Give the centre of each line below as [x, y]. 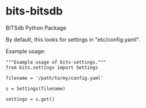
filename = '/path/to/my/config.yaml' [55, 78]
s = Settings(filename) [36, 89]
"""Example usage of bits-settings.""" [56, 62]
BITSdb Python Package [36, 28]
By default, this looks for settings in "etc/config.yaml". [73, 39]
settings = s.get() [30, 99]
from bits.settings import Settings [52, 68]
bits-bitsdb [34, 11]
